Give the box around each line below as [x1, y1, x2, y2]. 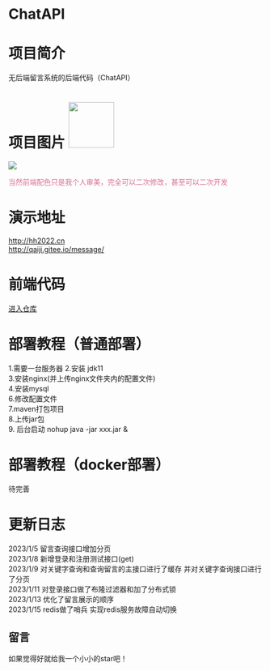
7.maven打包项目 [8, 404, 65, 413]
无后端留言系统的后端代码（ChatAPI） [8, 73, 135, 83]
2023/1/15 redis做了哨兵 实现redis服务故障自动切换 [8, 605, 178, 614]
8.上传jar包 [8, 414, 44, 424]
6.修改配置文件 [8, 394, 58, 404]
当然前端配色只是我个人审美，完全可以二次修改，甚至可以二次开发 [8, 177, 228, 187]
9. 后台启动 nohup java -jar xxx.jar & [8, 424, 128, 434]
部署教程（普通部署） [8, 335, 151, 353]
